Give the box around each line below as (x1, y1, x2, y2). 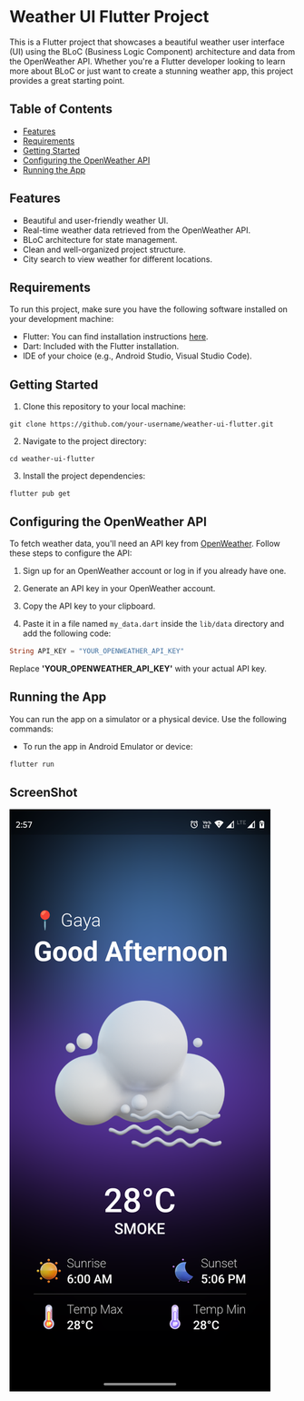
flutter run (9, 760, 54, 769)
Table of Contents (9, 102, 113, 117)
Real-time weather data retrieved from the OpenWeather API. (22, 225, 251, 236)
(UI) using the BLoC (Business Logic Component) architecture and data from (9, 45, 296, 56)
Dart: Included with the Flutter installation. (22, 341, 180, 352)
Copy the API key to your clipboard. (22, 600, 156, 611)
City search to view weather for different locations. (22, 253, 213, 265)
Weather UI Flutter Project (9, 6, 210, 27)
